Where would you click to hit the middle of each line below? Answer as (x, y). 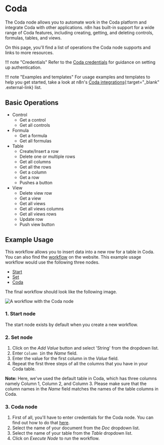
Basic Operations (32, 103)
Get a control (33, 120)
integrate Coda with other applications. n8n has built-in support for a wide (80, 27)
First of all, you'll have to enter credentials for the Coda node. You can (83, 417)
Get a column (33, 172)
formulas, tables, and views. (34, 38)
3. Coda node (21, 407)
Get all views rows (38, 214)
